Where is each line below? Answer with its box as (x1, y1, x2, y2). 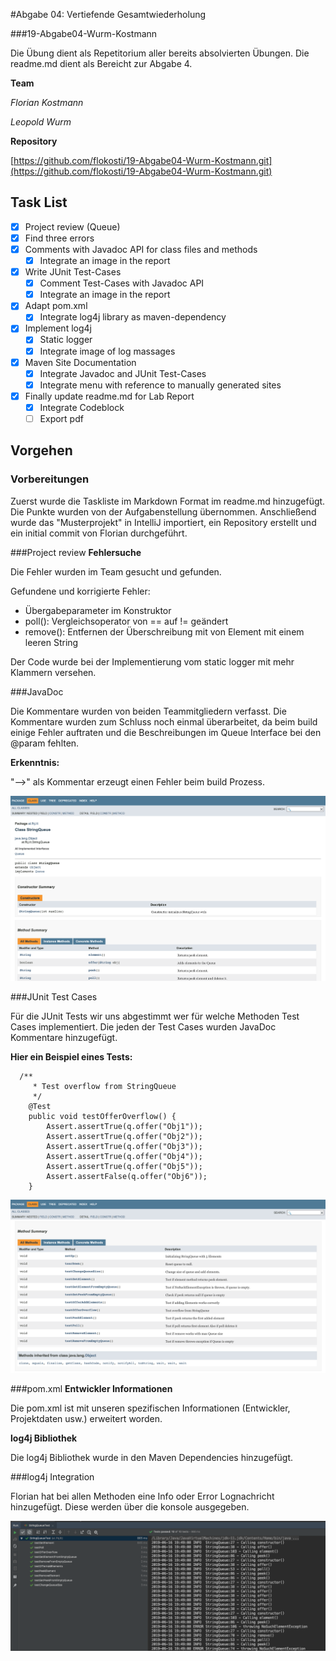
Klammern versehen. (10, 666, 97, 678)
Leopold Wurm (10, 116, 72, 128)
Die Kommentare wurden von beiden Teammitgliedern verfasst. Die (10, 705, 287, 717)
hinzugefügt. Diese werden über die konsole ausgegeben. (10, 1501, 250, 1513)
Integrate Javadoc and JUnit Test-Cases (39, 367, 207, 379)
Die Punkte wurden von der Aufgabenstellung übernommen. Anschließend (10, 505, 317, 518)
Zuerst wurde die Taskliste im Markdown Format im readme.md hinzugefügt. (10, 495, 326, 507)
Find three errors (24, 232, 95, 244)
